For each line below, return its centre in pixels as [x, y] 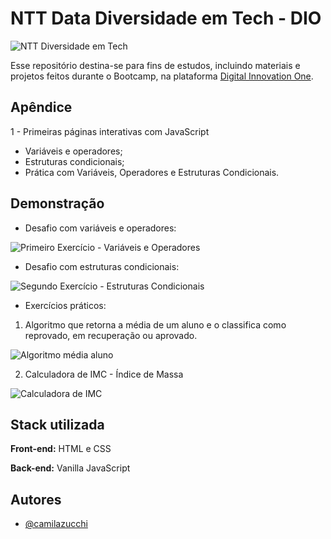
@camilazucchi [56, 524]
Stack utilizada [57, 424]
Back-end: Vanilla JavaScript [70, 468]
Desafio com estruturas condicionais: [102, 266]
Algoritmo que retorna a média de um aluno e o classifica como [155, 324]
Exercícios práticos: [65, 305]
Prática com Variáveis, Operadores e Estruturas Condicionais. [152, 172]
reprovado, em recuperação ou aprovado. [111, 335]
